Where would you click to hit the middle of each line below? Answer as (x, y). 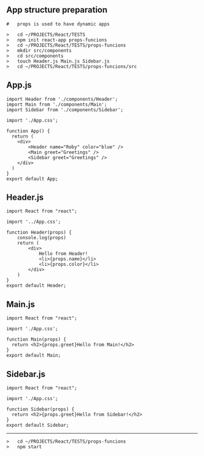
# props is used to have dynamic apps (58, 24)
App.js (19, 85)
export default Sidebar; (38, 425)
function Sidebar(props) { (40, 409)
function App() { (28, 131)
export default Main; (34, 356)
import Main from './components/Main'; (57, 104)
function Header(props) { (39, 233)
